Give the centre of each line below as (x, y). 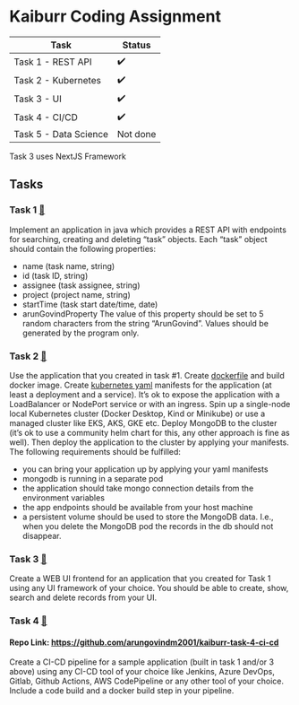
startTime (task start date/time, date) (90, 304)
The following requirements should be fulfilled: (95, 451)
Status (137, 45)
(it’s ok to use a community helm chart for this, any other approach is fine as (149, 432)
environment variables (64, 497)
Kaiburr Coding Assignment (115, 17)
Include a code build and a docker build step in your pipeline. (122, 691)
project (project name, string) (77, 294)
